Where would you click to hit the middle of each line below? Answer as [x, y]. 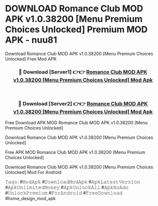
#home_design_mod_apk [30, 198]
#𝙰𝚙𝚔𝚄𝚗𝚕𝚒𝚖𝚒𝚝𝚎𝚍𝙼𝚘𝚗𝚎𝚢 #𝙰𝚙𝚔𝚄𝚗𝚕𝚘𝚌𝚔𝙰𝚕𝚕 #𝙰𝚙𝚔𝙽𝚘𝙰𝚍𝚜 [67, 187]
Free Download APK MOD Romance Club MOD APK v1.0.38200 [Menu [77, 122]
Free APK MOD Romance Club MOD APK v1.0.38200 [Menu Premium [75, 152]
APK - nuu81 [31, 40]
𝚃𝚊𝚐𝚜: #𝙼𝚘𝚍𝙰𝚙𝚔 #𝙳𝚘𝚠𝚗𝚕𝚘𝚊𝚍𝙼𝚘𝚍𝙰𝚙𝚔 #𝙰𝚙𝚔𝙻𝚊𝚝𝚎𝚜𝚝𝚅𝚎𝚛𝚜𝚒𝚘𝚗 [73, 182]
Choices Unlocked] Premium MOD [77, 30]
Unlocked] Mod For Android [33, 172]
